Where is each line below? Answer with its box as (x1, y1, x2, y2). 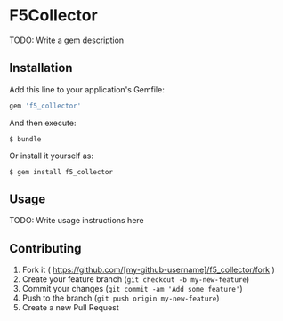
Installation (9, 60, 73, 76)
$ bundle (9, 134, 42, 143)
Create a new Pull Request (21, 302, 120, 313)
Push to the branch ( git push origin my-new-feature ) (21, 293, 220, 303)
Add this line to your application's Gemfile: (9, 84, 165, 94)
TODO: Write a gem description (9, 35, 125, 45)
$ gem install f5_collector (9, 167, 114, 176)
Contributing (9, 241, 82, 256)
